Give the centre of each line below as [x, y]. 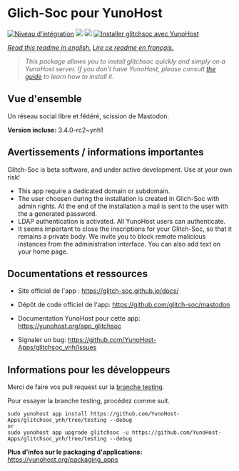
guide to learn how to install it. [69, 76]
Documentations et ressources [78, 273]
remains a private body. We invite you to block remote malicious [112, 236]
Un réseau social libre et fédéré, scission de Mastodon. [88, 116]
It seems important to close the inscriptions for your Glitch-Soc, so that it [124, 229]
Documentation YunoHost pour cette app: [79, 319]
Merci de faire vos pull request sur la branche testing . [86, 387]
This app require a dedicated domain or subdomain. [94, 191]
